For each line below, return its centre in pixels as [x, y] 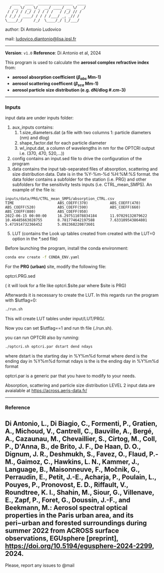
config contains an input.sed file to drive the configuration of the [77, 158]
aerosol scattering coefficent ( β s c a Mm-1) [55, 84]
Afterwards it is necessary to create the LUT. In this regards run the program [82, 295]
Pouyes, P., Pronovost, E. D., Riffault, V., [67, 485]
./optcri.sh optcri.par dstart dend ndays [49, 346]
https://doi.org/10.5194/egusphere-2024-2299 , [80, 546]
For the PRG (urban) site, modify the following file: [56, 266]
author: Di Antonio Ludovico [33, 29]
